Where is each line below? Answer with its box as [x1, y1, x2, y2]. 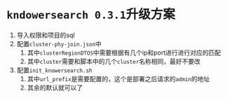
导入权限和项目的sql [16, 31, 75, 39]
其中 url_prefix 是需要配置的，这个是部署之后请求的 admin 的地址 [27, 74, 210, 83]
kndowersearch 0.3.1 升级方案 [6, 6, 176, 22]
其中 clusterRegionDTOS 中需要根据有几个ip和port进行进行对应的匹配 [27, 48, 222, 57]
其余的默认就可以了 [27, 83, 83, 92]
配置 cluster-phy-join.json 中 [16, 39, 102, 48]
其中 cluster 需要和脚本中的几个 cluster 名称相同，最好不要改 [27, 57, 201, 65]
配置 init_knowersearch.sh [16, 66, 93, 74]
